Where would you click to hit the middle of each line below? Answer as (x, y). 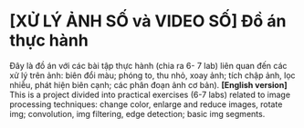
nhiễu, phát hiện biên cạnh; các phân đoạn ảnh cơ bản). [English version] (148, 84)
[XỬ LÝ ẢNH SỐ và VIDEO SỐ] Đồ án (148, 21)
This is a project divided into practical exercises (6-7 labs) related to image (150, 94)
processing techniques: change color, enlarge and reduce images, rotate (146, 104)
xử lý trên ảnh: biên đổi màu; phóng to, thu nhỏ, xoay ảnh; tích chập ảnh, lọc (152, 75)
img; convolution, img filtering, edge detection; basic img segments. (137, 113)
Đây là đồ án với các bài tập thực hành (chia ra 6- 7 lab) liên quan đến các (148, 65)
